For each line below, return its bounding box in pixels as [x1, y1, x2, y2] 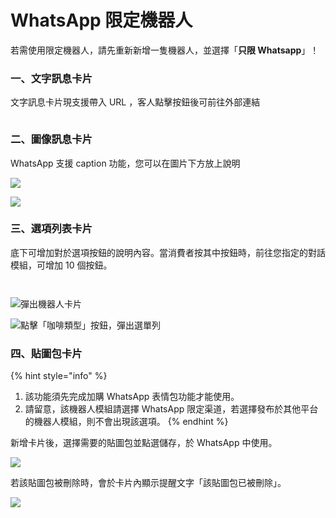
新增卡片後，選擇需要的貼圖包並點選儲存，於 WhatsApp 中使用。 [10, 437, 278, 449]
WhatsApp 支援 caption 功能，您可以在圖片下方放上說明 [10, 157, 241, 169]
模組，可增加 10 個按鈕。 [10, 259, 113, 271]
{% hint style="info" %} [10, 370, 108, 382]
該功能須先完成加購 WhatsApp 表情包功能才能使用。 [24, 391, 240, 403]
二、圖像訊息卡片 [10, 132, 93, 146]
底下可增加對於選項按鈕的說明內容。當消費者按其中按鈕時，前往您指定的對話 [10, 246, 326, 258]
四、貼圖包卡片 [10, 346, 83, 360]
